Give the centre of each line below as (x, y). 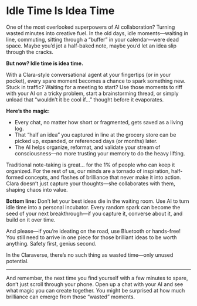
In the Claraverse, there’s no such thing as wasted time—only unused (90, 255)
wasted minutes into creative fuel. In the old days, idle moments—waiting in (97, 33)
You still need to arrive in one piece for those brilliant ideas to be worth (91, 237)
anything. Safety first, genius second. (51, 243)
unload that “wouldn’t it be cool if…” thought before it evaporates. (85, 99)
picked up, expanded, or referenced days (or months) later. (86, 141)
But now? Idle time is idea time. (45, 63)
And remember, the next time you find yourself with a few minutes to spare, (97, 278)
